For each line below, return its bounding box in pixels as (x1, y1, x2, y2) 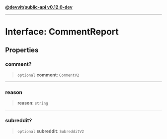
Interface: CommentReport (5, 26, 119, 38)
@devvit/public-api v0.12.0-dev (5, 4, 73, 10)
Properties (5, 46, 39, 54)
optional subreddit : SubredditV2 (17, 128, 84, 134)
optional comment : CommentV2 (17, 72, 80, 78)
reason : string (17, 100, 48, 106)
